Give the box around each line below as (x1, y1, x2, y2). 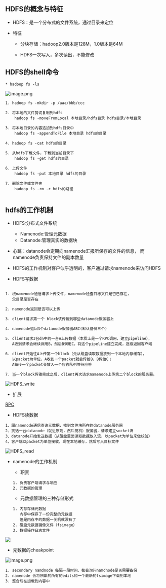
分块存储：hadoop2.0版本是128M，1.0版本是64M (20, 41, 123, 47)
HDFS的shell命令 (5, 68, 59, 77)
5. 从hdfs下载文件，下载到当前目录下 (5, 150, 74, 156)
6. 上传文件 (5, 165, 28, 171)
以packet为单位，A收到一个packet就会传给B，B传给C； (12, 357, 113, 362)
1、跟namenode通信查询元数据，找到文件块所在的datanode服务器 (5, 423, 123, 428)
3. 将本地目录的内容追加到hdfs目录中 (5, 125, 74, 130)
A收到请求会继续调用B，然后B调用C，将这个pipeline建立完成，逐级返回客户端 (12, 341, 153, 347)
